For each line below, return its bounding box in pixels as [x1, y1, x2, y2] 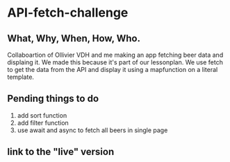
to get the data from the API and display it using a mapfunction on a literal [7, 66, 218, 73]
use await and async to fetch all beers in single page [17, 126, 168, 134]
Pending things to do [7, 93, 99, 105]
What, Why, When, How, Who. [7, 33, 141, 44]
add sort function [17, 111, 67, 119]
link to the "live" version [7, 146, 115, 158]
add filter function [17, 118, 69, 127]
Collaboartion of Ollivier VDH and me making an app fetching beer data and [7, 51, 224, 59]
